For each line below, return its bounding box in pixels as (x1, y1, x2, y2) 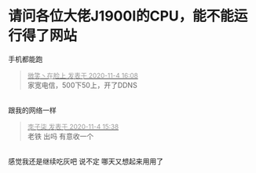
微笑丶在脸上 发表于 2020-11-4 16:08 (27, 71, 139, 79)
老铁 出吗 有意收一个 (27, 131, 94, 141)
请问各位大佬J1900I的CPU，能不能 (8, 7, 234, 25)
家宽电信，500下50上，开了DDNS (27, 80, 137, 90)
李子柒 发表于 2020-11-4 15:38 (27, 122, 119, 131)
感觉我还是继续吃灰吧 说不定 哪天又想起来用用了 (8, 156, 163, 166)
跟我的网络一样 (8, 105, 57, 115)
